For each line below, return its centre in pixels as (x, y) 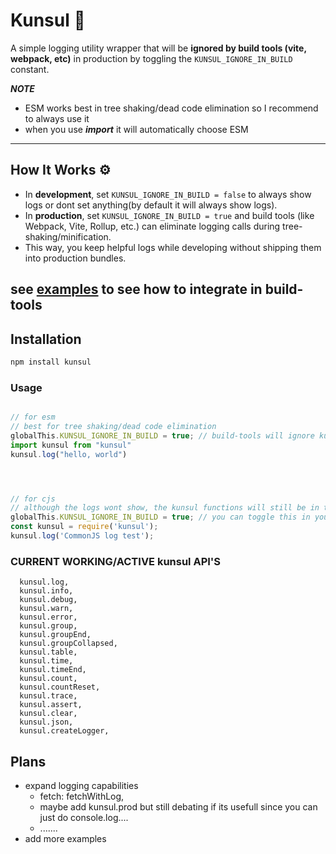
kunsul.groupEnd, (55, 635)
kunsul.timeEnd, (53, 670)
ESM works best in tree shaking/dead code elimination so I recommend (171, 108)
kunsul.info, (46, 591)
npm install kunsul (51, 362)
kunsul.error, (48, 617)
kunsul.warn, (46, 609)
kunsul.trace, (48, 696)
